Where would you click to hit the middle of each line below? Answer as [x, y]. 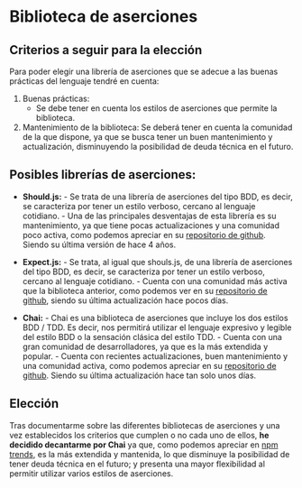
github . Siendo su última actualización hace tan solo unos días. [139, 375]
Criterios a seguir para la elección [106, 50]
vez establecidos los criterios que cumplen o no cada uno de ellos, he [139, 435]
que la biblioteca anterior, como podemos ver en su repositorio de [145, 290]
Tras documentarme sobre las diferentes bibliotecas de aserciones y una [145, 425]
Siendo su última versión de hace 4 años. [99, 244]
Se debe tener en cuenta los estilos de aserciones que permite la [156, 108]
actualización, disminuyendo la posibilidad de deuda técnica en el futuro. [158, 147]
